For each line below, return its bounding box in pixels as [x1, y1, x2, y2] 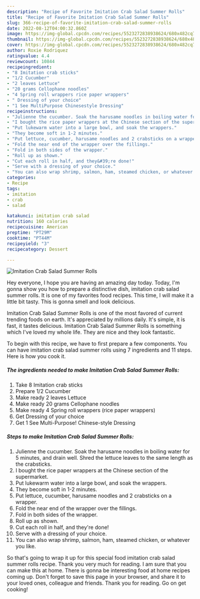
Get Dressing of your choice [15, 413, 85, 420]
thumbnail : [7, 36, 34, 42]
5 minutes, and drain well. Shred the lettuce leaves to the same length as [15, 454, 193, 462]
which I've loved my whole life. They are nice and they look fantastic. [7, 328, 176, 336]
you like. [15, 542, 36, 550]
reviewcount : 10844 [7, 58, 55, 64]
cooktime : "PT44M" [7, 235, 52, 241]
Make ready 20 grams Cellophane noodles [15, 400, 120, 407]
